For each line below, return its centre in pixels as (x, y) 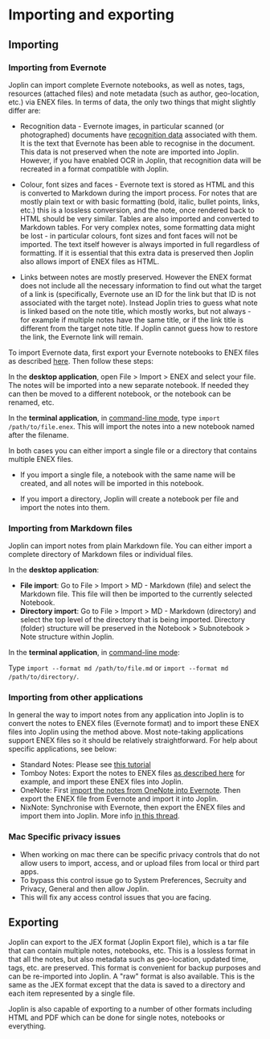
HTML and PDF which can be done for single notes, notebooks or (117, 1017)
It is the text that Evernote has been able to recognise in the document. (137, 143)
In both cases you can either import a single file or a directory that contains (133, 450)
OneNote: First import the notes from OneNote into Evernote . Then (130, 790)
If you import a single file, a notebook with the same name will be (127, 474)
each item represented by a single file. (72, 993)
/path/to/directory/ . (44, 677)
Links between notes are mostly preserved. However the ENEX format (136, 277)
